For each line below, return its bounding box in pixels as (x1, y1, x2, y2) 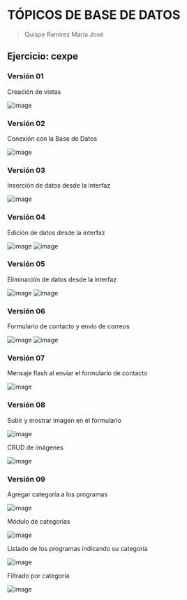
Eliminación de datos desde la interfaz (7, 275, 117, 284)
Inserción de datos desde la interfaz (7, 181, 111, 190)
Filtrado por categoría (7, 571, 70, 580)
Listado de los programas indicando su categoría (7, 545, 148, 552)
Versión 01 (7, 71, 44, 81)
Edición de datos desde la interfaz (7, 228, 105, 237)
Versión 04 (7, 212, 46, 222)
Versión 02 (7, 118, 45, 128)
